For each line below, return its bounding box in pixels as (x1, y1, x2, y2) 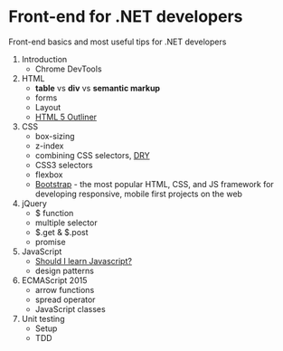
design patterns (34, 265, 94, 276)
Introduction (21, 53, 68, 64)
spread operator (34, 294, 96, 305)
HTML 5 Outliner (34, 111, 97, 122)
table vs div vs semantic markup (34, 82, 160, 93)
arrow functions (34, 284, 95, 295)
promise (34, 236, 66, 247)
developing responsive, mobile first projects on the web (34, 188, 243, 199)
